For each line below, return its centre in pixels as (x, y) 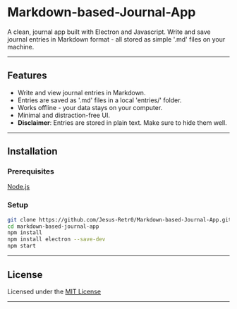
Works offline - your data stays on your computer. (90, 107)
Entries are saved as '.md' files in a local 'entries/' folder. (99, 100)
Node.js (19, 187)
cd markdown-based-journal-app (53, 226)
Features (27, 76)
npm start (22, 246)
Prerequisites (31, 171)
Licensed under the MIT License (54, 291)
